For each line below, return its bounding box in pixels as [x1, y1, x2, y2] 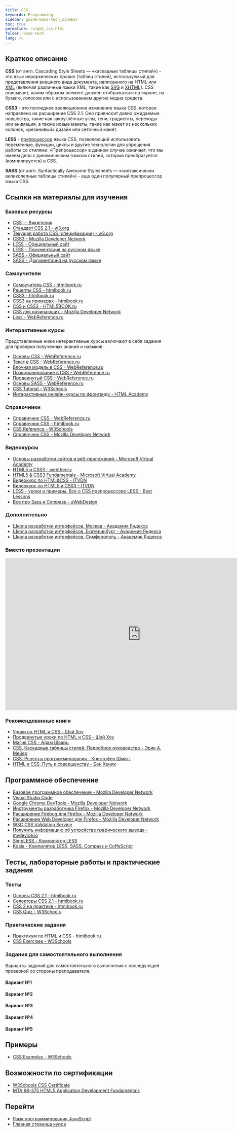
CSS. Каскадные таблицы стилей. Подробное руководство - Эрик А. [12, 745, 162, 751]
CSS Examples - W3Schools [12, 1054, 72, 1060]
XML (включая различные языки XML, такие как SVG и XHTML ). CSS [5, 84, 154, 90]
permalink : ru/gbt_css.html [5, 26, 65, 31]
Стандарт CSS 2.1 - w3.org [12, 225, 69, 231]
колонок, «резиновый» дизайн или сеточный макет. [5, 126, 117, 132]
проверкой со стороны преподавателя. [5, 968, 91, 974]
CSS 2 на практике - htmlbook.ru [12, 903, 83, 909]
